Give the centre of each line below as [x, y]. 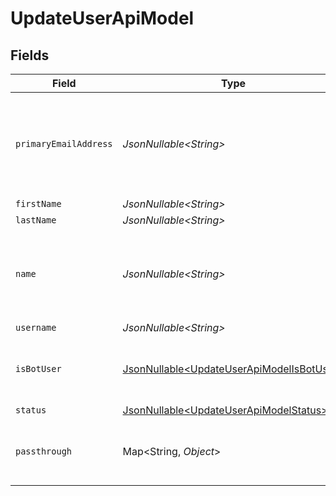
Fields [30, 55]
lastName [36, 220]
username [36, 327]
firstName [38, 203]
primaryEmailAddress [64, 143]
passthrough [44, 451]
